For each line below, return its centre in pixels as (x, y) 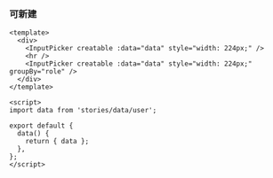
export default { (41, 126)
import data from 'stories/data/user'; (83, 111)
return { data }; (57, 142)
